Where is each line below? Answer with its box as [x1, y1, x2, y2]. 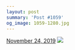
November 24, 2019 [6, 37, 56, 45]
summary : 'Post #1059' [6, 14, 64, 20]
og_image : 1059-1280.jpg [6, 20, 70, 26]
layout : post [6, 8, 40, 15]
